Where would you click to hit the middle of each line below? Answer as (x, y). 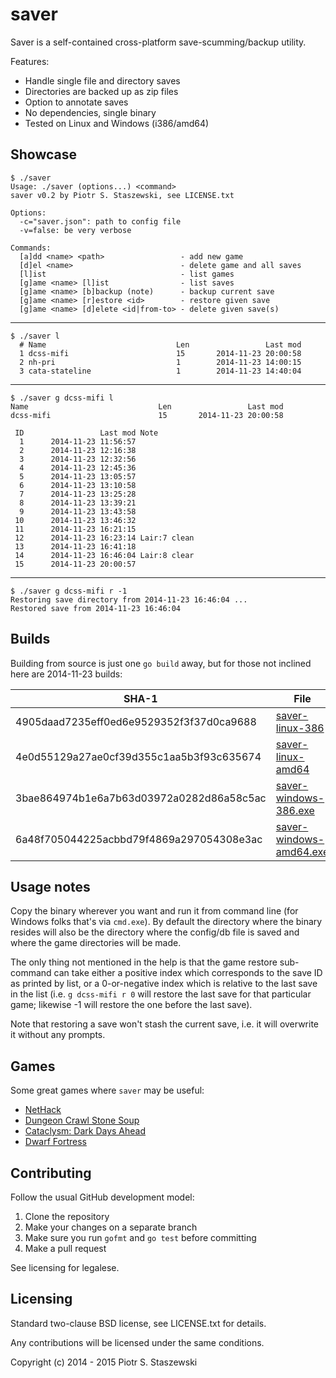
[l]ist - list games (127, 274)
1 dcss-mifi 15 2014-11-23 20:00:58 (160, 353)
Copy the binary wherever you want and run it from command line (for (154, 911)
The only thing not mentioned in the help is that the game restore (144, 962)
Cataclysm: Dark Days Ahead (85, 1131)
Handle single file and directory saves (102, 80)
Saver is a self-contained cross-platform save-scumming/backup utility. (158, 42)
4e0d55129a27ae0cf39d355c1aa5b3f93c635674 (138, 756)
